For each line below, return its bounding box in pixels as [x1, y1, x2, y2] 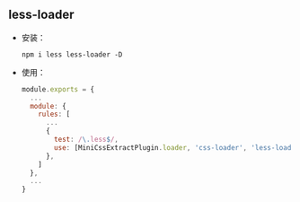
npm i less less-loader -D [21, 49, 123, 59]
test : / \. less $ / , [54, 135, 119, 145]
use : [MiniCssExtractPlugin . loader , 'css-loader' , [54, 143, 248, 152]
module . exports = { [21, 84, 95, 93]
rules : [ [38, 110, 71, 119]
